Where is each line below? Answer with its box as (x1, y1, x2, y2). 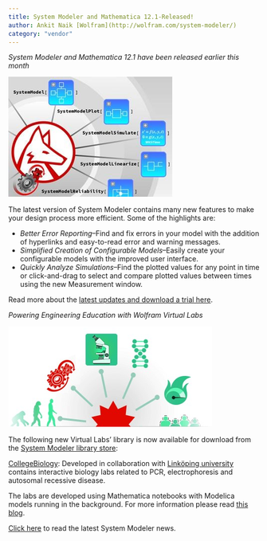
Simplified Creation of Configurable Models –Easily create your (19, 245, 226, 255)
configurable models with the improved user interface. (19, 254, 199, 264)
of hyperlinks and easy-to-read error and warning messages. (19, 237, 221, 247)
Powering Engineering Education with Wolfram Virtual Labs (8, 311, 203, 320)
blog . (8, 508, 26, 518)
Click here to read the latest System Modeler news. (8, 523, 177, 533)
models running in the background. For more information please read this (8, 500, 249, 509)
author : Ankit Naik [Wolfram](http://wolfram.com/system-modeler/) (8, 21, 238, 29)
